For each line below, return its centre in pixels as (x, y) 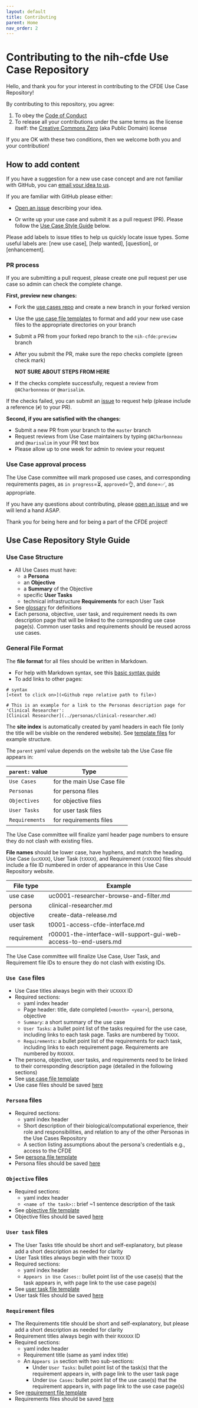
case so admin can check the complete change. (64, 284)
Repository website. (30, 871)
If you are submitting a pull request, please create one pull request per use (97, 278)
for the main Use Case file (89, 781)
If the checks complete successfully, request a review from (86, 383)
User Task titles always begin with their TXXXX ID (73, 1257)
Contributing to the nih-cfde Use (88, 57)
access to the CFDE (47, 1151)
